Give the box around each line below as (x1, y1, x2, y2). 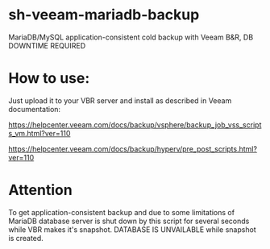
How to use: (8, 69, 90, 88)
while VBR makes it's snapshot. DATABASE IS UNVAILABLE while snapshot (8, 224, 256, 234)
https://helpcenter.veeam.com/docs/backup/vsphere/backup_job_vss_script (8, 119, 262, 130)
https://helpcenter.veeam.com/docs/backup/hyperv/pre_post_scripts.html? (8, 143, 258, 154)
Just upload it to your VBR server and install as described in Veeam (8, 95, 232, 106)
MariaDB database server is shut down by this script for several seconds (8, 216, 250, 226)
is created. (8, 233, 44, 243)
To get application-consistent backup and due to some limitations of (8, 207, 235, 217)
